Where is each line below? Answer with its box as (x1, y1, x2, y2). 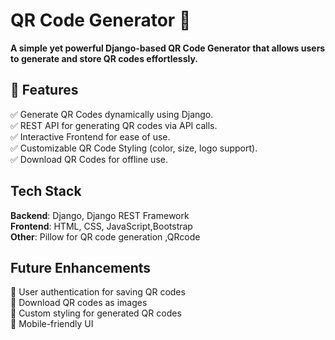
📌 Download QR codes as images (10, 297, 148, 309)
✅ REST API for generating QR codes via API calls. (10, 119, 218, 131)
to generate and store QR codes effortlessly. (10, 52, 199, 64)
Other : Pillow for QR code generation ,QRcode (10, 230, 201, 243)
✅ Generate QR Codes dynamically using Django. (10, 108, 214, 120)
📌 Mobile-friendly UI (10, 318, 94, 330)
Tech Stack (10, 183, 82, 200)
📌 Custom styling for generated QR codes (10, 307, 182, 319)
